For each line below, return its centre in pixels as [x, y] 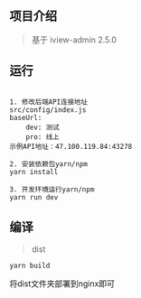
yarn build [30, 266]
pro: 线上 [43, 137]
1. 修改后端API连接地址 [49, 102]
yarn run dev [34, 197]
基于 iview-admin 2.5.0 [74, 40]
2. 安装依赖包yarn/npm [49, 164]
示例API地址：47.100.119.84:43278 [71, 146]
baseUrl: [26, 117]
